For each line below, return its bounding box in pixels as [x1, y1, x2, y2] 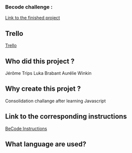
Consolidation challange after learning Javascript [5, 98, 106, 104]
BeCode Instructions [5, 126, 47, 132]
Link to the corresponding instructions [5, 112, 127, 121]
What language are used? [5, 140, 87, 148]
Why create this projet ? [5, 85, 81, 93]
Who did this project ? [5, 57, 75, 65]
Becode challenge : [5, 3, 53, 10]
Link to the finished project [5, 15, 60, 21]
